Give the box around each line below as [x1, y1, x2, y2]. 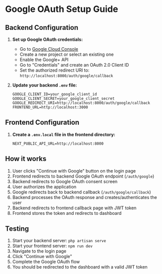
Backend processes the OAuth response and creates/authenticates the [12, 194, 158, 200]
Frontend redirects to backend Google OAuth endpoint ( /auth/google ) [12, 173, 155, 179]
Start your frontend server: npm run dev [12, 243, 93, 249]
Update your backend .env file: [12, 82, 77, 88]
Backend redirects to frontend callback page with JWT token [12, 205, 137, 211]
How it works [5, 155, 47, 163]
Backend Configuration [5, 23, 78, 32]
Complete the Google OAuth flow [12, 259, 80, 265]
